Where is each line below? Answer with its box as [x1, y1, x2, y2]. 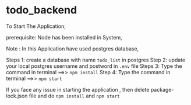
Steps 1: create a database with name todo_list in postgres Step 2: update [6, 56, 186, 63]
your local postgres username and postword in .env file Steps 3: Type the [6, 62, 182, 70]
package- [150, 86, 174, 93]
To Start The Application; [6, 23, 66, 30]
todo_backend [6, 3, 77, 17]
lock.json [6, 92, 28, 99]
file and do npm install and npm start [29, 92, 121, 99]
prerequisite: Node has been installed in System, [6, 34, 122, 41]
